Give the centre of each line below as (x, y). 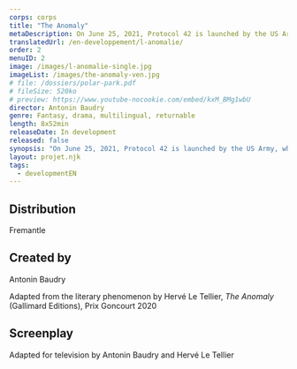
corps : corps (33, 17)
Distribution (43, 209)
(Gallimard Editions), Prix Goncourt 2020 (83, 305)
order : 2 (25, 50)
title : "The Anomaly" (49, 26)
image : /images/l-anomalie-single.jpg (80, 67)
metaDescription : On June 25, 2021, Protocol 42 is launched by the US (144, 34)
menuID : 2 (27, 58)
